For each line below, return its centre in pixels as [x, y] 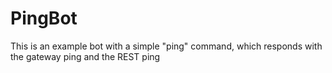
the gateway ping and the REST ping [85, 56]
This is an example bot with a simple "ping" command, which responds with [166, 46]
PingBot [44, 18]
